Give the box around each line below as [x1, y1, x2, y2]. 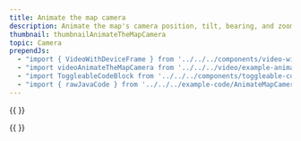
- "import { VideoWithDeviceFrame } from [17, 55, 175, 64]
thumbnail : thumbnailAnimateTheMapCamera [9, 30, 167, 39]
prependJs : [9, 47, 50, 56]
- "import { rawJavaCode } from [17, 80, 139, 89]
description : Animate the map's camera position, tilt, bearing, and [9, 22, 275, 31]
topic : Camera [9, 38, 63, 48]
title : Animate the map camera [9, 13, 126, 22]
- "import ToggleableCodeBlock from [17, 72, 154, 81]
